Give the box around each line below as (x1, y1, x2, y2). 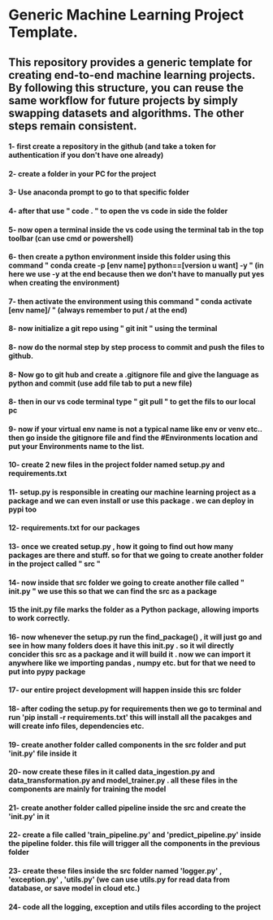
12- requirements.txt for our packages (8, 523, 141, 533)
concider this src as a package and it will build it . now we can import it (8, 649, 251, 659)
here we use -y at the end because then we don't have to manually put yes (8, 269, 265, 279)
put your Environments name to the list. (8, 441, 145, 451)
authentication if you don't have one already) (8, 150, 164, 160)
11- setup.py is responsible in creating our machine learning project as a (8, 486, 257, 497)
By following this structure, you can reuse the (8, 81, 244, 94)
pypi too (8, 504, 37, 514)
